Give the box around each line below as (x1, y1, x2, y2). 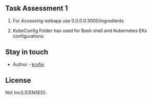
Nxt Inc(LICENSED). (5, 89, 47, 96)
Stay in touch (5, 48, 49, 57)
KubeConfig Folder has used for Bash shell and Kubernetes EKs (12, 28, 147, 34)
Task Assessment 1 (5, 4, 68, 13)
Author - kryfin (12, 61, 45, 67)
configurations (12, 33, 44, 39)
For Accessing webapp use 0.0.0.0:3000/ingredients (12, 17, 124, 23)
